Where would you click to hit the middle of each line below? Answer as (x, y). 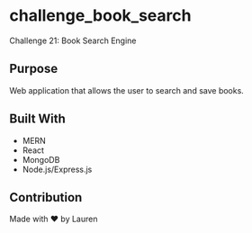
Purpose (34, 69)
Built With (37, 119)
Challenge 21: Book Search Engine (73, 40)
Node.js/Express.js (57, 169)
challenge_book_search (100, 16)
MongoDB (41, 159)
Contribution (46, 197)
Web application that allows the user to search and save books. (127, 90)
